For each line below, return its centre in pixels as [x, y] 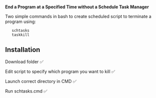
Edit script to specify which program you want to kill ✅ [60, 71]
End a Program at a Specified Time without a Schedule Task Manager [77, 7]
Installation [23, 50]
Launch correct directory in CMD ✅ [41, 81]
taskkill [20, 35]
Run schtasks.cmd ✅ [26, 91]
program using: [20, 22]
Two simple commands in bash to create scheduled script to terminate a [78, 16]
